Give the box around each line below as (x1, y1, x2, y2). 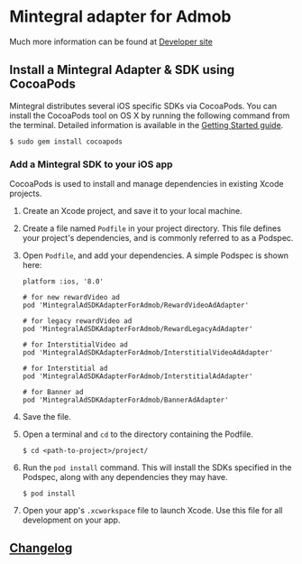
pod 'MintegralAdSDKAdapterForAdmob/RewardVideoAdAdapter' (22, 300, 250, 310)
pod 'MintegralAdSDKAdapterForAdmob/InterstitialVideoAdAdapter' (22, 348, 273, 357)
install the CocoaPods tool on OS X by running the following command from (9, 110, 290, 121)
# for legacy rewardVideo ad (22, 317, 133, 326)
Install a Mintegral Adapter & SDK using (9, 62, 235, 78)
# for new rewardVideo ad (22, 293, 120, 302)
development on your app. (22, 514, 121, 525)
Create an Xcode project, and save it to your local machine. (22, 206, 243, 217)
